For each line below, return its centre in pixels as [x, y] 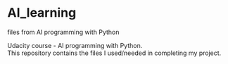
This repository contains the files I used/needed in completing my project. [114, 53]
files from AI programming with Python [63, 32]
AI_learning [42, 13]
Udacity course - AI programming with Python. [75, 45]
